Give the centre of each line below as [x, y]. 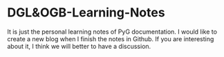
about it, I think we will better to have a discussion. [79, 46]
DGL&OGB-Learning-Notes [86, 13]
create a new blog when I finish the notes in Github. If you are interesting [111, 38]
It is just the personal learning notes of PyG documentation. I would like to [112, 32]
